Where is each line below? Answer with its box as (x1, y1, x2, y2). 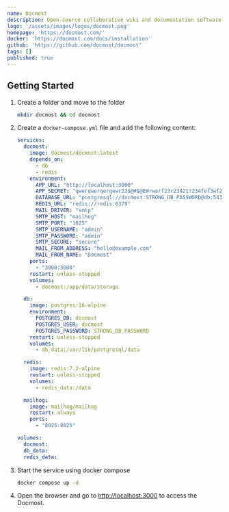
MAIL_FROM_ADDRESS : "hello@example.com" (35, 245, 152, 252)
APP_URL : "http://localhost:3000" (35, 181, 134, 188)
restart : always (29, 409, 76, 416)
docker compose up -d (16, 479, 79, 486)
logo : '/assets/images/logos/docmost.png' (7, 23, 130, 29)
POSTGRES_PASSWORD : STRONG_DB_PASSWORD (35, 327, 149, 334)
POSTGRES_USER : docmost (35, 321, 104, 328)
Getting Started (7, 80, 75, 92)
